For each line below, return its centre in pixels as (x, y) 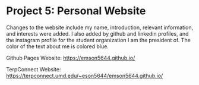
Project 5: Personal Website (76, 11)
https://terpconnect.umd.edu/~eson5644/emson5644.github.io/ (85, 75)
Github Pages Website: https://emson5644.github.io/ (71, 58)
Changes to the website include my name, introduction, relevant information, (100, 27)
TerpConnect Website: (34, 69)
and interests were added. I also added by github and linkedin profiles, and (97, 33)
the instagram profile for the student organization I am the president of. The (99, 40)
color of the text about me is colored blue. (57, 46)
